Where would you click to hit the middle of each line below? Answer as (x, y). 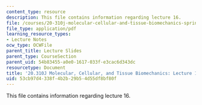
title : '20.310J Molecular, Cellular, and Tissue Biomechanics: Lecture (99, 73)
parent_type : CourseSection (41, 56)
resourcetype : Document (36, 67)
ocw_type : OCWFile (29, 46)
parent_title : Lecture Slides (44, 51)
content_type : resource (36, 12)
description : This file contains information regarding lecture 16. (94, 17)
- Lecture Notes (26, 40)
